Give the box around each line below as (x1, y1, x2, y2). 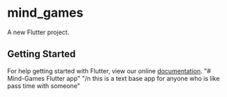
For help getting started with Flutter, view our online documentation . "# (7, 66, 212, 75)
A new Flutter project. (7, 28, 70, 36)
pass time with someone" (7, 82, 80, 90)
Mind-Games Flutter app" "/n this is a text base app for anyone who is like (7, 74, 220, 82)
